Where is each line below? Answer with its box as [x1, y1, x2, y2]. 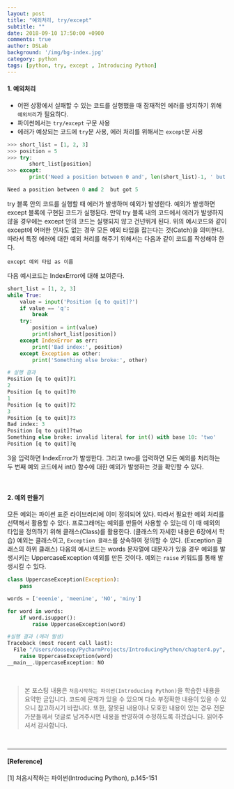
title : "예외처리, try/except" [7, 17, 93, 24]
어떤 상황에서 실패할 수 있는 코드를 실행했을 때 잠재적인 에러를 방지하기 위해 [17, 101, 222, 109]
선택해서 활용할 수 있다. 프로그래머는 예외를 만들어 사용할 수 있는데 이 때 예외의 [7, 519, 221, 527]
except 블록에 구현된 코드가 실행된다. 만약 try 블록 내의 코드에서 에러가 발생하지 [7, 208, 224, 217]
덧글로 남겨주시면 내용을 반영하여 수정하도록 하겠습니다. [54, 712, 205, 721]
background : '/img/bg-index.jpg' [7, 49, 104, 56]
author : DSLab [7, 42, 49, 49]
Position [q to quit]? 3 [7, 414, 77, 421]
